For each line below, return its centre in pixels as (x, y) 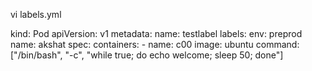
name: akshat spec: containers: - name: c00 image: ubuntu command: (155, 44)
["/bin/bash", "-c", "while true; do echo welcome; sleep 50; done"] (147, 55)
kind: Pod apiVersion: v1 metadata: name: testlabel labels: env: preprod (156, 33)
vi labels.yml (36, 14)
